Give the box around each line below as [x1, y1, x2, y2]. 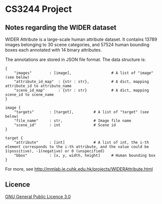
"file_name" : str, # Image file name [14, 118, 132, 123]
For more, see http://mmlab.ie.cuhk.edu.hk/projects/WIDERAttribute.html [5, 166, 153, 172]
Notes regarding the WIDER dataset [5, 23, 117, 32]
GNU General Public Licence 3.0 [5, 194, 71, 200]
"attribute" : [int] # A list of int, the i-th [14, 140, 149, 145]
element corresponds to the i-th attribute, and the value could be [5, 144, 149, 149]
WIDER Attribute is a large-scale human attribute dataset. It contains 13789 [5, 36, 157, 42]
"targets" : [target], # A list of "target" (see [14, 110, 149, 115]
